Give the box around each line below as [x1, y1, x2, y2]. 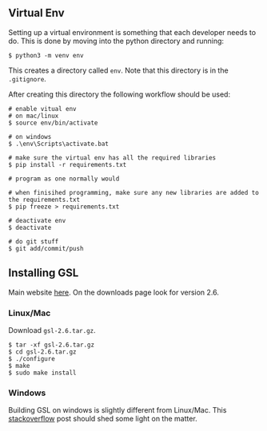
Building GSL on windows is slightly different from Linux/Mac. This [8, 405, 227, 415]
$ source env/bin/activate [8, 119, 98, 127]
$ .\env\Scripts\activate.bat [8, 140, 110, 148]
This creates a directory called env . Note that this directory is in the [8, 65, 229, 75]
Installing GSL [8, 267, 79, 280]
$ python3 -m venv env [8, 51, 84, 59]
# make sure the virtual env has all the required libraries [8, 153, 217, 162]
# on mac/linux [8, 112, 59, 120]
